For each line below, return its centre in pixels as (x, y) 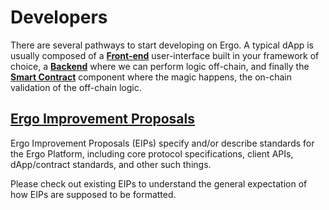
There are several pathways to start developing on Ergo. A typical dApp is (162, 45)
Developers (59, 17)
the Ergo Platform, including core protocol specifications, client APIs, (152, 153)
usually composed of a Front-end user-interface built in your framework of (165, 55)
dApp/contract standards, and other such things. (111, 164)
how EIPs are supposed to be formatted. (93, 194)
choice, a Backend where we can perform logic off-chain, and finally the (160, 66)
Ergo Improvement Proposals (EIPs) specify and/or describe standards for (162, 143)
